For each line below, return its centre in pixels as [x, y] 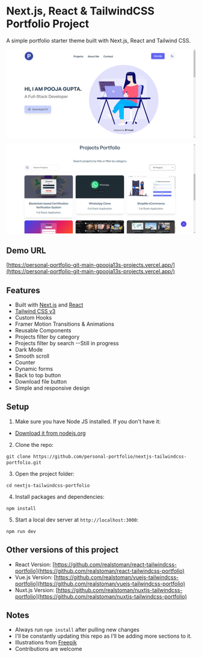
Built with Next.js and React [49, 305]
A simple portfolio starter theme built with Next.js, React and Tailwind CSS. [99, 40]
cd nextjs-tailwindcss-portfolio [48, 485]
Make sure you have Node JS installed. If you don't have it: [88, 421]
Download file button [41, 382]
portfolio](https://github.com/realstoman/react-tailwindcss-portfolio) [100, 571]
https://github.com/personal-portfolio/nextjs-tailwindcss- [110, 456]
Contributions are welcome [48, 649]
